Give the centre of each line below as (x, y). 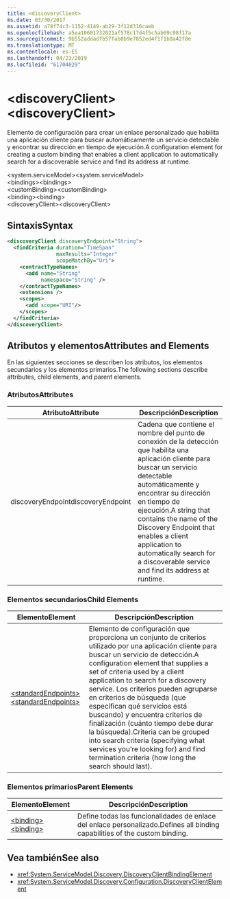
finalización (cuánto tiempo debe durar (151, 724)
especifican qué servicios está (138, 707)
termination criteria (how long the (142, 758)
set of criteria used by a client (137, 672)
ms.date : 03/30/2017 (37, 20)
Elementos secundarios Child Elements (73, 599)
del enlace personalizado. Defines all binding (149, 825)
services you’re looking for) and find (147, 749)
